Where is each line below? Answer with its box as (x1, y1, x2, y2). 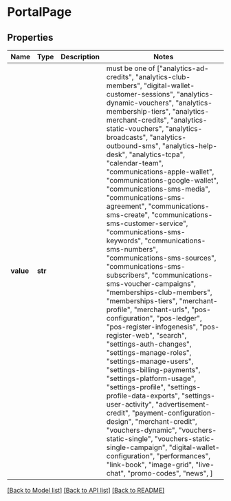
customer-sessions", (106, 90, 175, 99)
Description (60, 52, 100, 61)
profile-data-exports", (106, 391, 180, 400)
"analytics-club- (135, 72, 191, 81)
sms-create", (106, 210, 150, 219)
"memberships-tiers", (106, 296, 178, 305)
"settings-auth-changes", (106, 339, 192, 349)
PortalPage (7, 4, 72, 20)
